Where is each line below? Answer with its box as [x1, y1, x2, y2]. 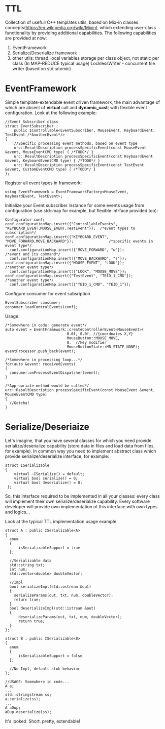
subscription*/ [5, 230, 36, 235]
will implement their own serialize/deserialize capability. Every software [5, 498, 150, 504]
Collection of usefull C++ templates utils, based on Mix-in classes [5, 19, 139, 25]
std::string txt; [9, 563, 45, 567]
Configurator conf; [5, 217, 45, 222]
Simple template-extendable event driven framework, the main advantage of [5, 99, 160, 105]
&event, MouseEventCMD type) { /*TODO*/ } [5, 149, 94, 155]
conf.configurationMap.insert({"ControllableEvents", [5, 221, 118, 226]
